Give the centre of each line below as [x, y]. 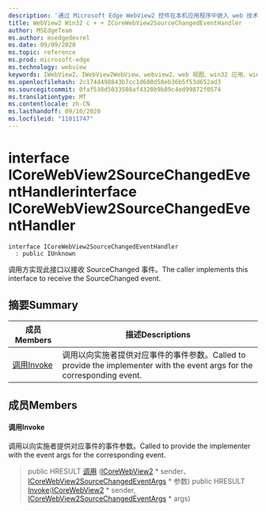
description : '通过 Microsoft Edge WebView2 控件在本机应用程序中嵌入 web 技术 [133, 15]
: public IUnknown [46, 254]
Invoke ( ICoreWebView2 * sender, [82, 490]
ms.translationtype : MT [47, 97]
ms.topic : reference [42, 52]
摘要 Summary [43, 305]
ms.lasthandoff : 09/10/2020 [55, 112]
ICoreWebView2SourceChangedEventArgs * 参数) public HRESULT [136, 482]
